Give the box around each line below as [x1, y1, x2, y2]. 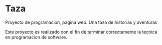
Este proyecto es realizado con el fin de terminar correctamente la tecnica [5, 29, 158, 35]
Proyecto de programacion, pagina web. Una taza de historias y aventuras [5, 19, 158, 25]
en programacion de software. [5, 34, 67, 40]
